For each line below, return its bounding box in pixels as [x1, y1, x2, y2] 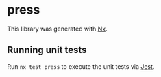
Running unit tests [7, 44, 87, 56]
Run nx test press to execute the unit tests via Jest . [7, 62, 155, 70]
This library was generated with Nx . [7, 25, 108, 33]
